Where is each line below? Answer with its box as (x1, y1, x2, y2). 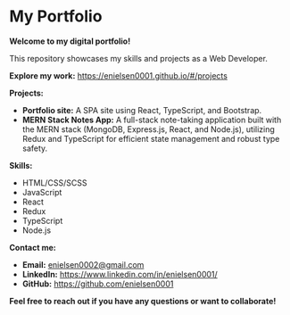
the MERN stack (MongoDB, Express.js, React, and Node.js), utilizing (21, 123, 275, 135)
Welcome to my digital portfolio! (9, 36, 131, 46)
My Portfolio (9, 6, 103, 27)
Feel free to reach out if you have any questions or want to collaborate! (9, 295, 277, 306)
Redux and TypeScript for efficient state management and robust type (21, 133, 280, 144)
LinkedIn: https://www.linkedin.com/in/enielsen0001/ (21, 269, 219, 279)
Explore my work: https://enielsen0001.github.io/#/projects (9, 70, 228, 81)
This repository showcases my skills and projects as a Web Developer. (9, 53, 268, 63)
